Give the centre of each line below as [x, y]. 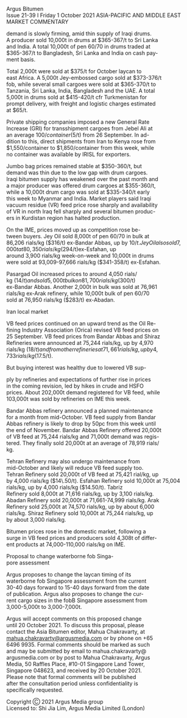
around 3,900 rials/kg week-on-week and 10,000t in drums [80, 256]
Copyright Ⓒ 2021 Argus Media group [55, 702]
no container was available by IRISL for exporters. [69, 154]
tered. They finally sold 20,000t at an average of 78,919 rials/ [83, 443]
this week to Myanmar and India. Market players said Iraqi [79, 198]
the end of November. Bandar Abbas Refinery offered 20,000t [84, 430]
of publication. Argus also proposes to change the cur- [75, 594]
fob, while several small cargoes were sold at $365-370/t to [81, 84]
